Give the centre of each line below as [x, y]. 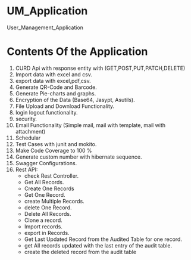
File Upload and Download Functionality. [65, 106]
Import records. [43, 226]
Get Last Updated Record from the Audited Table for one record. [103, 239]
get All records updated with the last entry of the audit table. [98, 245]
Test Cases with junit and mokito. [56, 144]
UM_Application [47, 11]
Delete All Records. [48, 213]
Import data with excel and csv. [54, 74]
